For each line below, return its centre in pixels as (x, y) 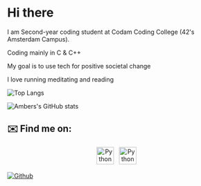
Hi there (30, 13)
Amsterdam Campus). (38, 39)
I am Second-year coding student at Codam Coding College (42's (101, 32)
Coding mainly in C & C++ (44, 53)
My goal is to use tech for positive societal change (79, 66)
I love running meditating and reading (61, 79)
